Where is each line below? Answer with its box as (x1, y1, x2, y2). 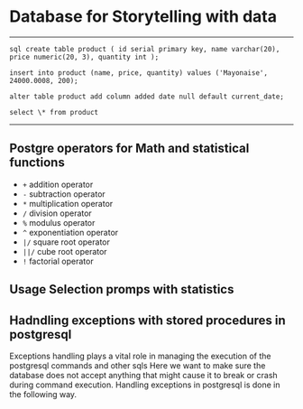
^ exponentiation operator (22, 227, 119, 237)
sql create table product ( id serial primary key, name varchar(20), (9, 44, 280, 53)
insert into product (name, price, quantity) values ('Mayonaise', (9, 68, 269, 78)
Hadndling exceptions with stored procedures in (9, 312, 286, 328)
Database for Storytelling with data (9, 6, 278, 27)
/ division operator (22, 208, 92, 218)
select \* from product (9, 107, 99, 116)
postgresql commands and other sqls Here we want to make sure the (9, 359, 266, 371)
